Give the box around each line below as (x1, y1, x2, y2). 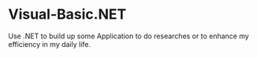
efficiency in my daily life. (8, 39, 91, 48)
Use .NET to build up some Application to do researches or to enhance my (8, 31, 250, 41)
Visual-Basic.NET (8, 5, 127, 23)
